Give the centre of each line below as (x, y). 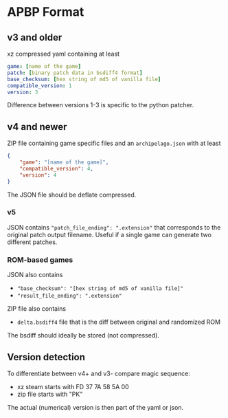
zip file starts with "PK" (50, 394)
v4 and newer (37, 127)
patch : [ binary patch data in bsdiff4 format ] (75, 73)
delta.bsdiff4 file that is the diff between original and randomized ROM (119, 322)
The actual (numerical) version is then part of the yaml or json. (95, 407)
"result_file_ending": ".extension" (69, 296)
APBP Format (46, 12)
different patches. (32, 242)
